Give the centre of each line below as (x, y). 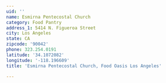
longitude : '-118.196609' (38, 60)
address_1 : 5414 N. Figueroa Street (51, 28)
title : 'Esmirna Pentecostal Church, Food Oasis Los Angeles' (84, 66)
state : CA (18, 39)
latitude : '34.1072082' (35, 55)
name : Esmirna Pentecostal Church (49, 17)
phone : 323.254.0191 (31, 50)
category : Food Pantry (34, 22)
